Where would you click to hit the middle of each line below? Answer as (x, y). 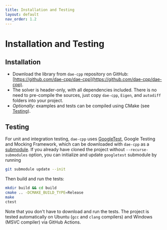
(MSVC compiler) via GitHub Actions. (43, 222)
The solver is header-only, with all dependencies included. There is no (84, 90)
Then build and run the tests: (35, 179)
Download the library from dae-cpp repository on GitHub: (70, 74)
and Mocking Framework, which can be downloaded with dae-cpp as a (77, 144)
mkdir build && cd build (31, 188)
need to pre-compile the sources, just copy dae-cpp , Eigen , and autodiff (86, 95)
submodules (16, 155)
